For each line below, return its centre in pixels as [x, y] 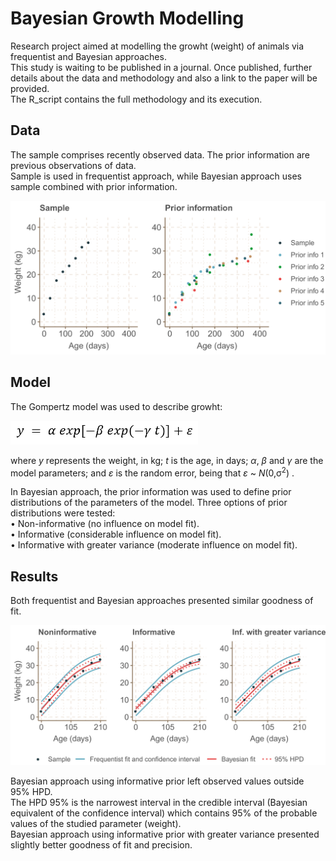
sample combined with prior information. [94, 186]
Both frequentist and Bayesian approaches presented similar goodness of [162, 600]
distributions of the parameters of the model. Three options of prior [149, 503]
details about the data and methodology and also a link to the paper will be [164, 78]
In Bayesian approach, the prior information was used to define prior [151, 492]
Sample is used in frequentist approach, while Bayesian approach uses [156, 176]
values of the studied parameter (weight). [96, 824]
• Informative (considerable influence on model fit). [116, 534]
